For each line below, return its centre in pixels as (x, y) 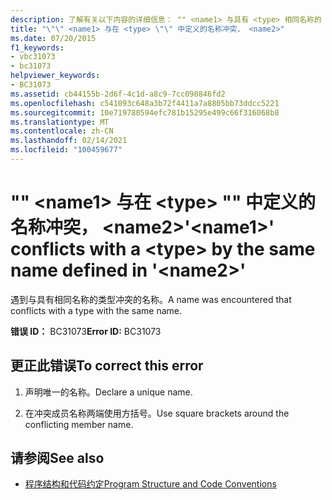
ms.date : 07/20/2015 (53, 38)
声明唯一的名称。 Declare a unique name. (108, 392)
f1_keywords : (37, 47)
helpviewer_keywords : (55, 76)
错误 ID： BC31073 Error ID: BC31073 (86, 331)
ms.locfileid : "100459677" (66, 150)
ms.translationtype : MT (60, 122)
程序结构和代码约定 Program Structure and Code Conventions (150, 484)
